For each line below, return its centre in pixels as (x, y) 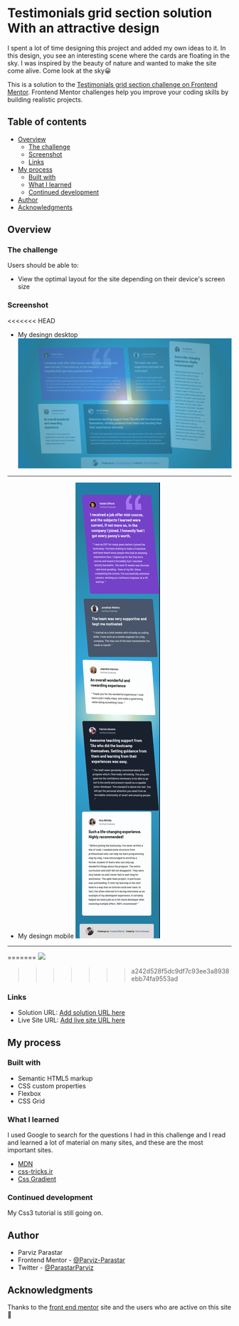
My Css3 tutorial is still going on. (55, 1213)
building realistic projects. (45, 99)
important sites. (30, 1150)
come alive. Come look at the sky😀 (59, 71)
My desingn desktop (48, 334)
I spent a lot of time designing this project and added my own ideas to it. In (117, 48)
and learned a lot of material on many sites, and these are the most (106, 1143)
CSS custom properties (52, 1086)
